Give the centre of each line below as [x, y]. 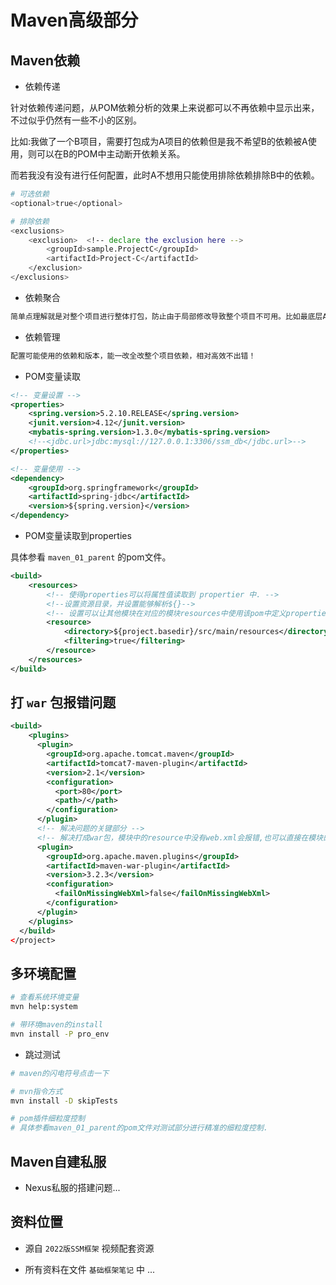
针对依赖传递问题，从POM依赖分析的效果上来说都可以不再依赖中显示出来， [165, 107]
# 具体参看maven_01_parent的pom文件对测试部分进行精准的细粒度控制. [139, 1128]
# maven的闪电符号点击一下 [60, 1073]
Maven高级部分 [74, 20]
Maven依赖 [45, 60]
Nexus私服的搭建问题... [72, 1187]
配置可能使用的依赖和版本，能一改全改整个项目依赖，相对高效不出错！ [133, 356]
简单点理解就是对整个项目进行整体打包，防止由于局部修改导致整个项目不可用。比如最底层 [166, 316]
